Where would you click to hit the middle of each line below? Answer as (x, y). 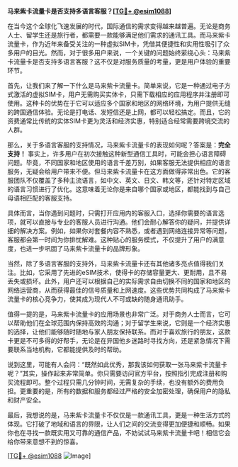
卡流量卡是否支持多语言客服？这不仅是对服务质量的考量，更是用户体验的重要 (119, 62)
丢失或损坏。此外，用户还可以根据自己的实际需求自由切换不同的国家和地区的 (119, 281)
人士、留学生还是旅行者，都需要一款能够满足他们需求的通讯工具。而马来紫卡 (119, 35)
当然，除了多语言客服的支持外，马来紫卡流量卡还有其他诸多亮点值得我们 (113, 264)
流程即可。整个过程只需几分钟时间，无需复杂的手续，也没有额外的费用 (115, 382)
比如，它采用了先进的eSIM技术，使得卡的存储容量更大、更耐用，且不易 (123, 272)
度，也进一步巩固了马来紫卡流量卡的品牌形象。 (75, 248)
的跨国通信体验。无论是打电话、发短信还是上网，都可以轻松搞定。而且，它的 (119, 112)
